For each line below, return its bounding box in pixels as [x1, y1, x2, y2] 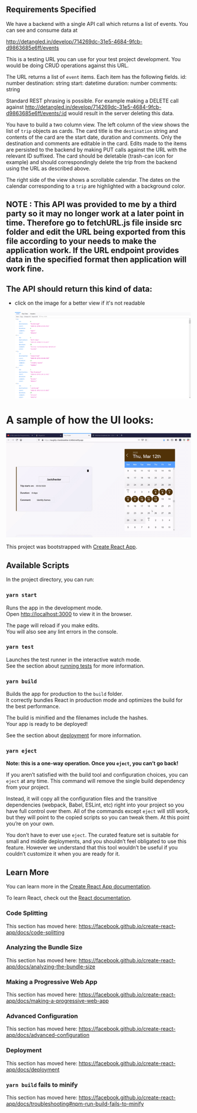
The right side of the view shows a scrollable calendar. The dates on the [6, 176, 181, 183]
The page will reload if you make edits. [6, 622, 100, 629]
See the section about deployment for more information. [6, 732, 142, 739]
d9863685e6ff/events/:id [6, 109, 67, 116]
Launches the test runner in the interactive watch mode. [6, 656, 142, 663]
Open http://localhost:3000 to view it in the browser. [6, 610, 133, 617]
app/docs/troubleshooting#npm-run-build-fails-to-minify [6, 1100, 144, 1108]
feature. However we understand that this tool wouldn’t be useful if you [6, 844, 178, 851]
